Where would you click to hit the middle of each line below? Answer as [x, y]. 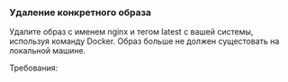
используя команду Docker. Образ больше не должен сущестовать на [144, 41]
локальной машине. [48, 51]
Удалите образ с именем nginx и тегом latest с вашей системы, [131, 32]
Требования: [34, 68]
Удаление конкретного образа [80, 12]
